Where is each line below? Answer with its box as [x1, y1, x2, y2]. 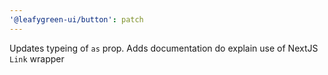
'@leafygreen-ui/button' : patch [9, 14, 144, 25]
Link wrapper [9, 52, 65, 65]
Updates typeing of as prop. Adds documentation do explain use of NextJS [9, 42, 319, 54]
